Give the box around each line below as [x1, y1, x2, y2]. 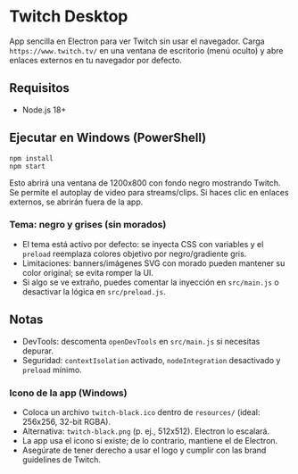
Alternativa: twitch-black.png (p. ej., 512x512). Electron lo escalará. [21, 426, 270, 437]
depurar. [21, 345, 54, 356]
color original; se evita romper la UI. [21, 267, 154, 278]
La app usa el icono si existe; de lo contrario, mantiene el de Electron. [21, 435, 278, 445]
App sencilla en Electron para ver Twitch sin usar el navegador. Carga [9, 36, 265, 46]
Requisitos [9, 80, 70, 96]
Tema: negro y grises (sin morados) [9, 219, 167, 231]
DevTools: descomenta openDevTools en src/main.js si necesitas [21, 336, 261, 346]
